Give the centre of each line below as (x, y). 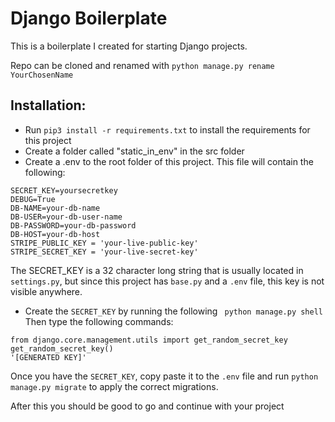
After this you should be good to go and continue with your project (147, 406)
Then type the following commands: (99, 321)
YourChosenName (42, 75)
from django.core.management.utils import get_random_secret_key (149, 340)
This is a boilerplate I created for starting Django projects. (129, 46)
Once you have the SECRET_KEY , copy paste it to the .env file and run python (164, 376)
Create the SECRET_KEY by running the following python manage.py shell (173, 311)
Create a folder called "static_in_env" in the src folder (134, 151)
